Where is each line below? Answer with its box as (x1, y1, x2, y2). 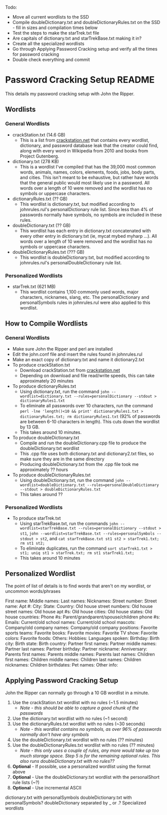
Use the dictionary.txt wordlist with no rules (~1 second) (12, 715, 128, 721)
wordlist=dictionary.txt (19, 394, 72, 399)
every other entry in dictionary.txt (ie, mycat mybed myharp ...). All (19, 233, 157, 239)
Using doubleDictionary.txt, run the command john (19, 477, 124, 483)
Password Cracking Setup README (5, 74, 155, 86)
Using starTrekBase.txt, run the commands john (19, 520, 118, 526)
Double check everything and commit (12, 57, 90, 62)
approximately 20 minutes (19, 378, 74, 384)
